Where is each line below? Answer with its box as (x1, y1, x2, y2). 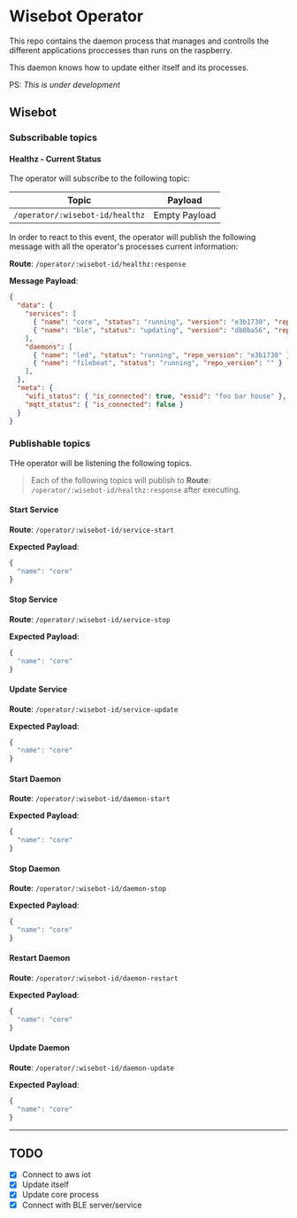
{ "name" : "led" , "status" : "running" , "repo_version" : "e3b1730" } (32, 350, 291, 360)
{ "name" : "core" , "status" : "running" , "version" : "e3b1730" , (32, 317, 271, 327)
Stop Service (9, 594, 58, 605)
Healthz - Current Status (9, 153, 102, 164)
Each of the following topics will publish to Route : (30, 474, 211, 485)
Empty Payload (153, 209, 217, 222)
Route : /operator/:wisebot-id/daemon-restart (9, 972, 179, 983)
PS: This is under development (9, 79, 121, 90)
